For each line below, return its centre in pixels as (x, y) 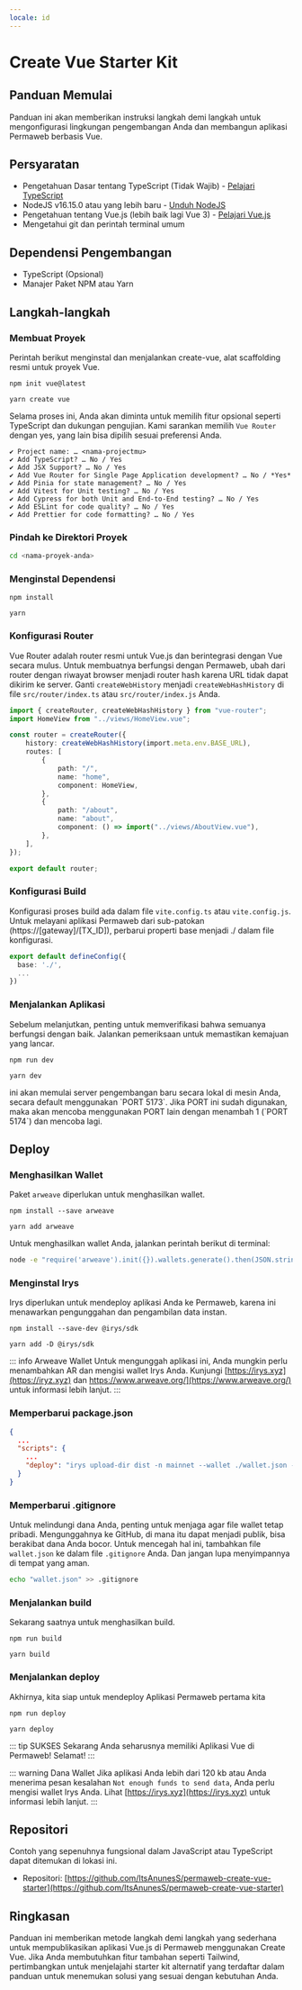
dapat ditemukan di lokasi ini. (63, 1861)
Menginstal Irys (44, 1283)
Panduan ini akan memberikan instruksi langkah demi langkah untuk (135, 117)
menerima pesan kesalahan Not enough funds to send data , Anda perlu (142, 1782)
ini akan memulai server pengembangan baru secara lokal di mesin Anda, (145, 1092)
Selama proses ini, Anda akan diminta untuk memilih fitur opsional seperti (145, 416)
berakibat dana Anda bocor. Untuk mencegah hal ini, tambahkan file (135, 1544)
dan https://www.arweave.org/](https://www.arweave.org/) (182, 1380)
